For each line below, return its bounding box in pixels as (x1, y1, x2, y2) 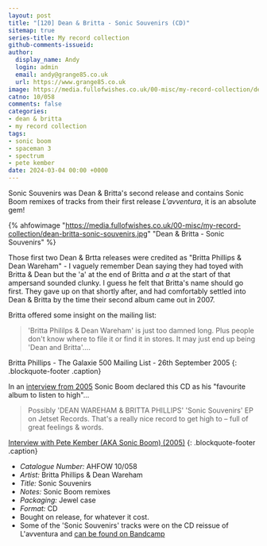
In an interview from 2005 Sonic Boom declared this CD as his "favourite (8, 382, 246, 391)
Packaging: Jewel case (19, 495, 97, 505)
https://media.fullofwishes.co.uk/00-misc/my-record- (64, 221, 241, 230)
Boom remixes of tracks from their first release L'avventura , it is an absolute (8, 197, 257, 206)
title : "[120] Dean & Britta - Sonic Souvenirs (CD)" (8, 19, 191, 27)
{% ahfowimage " (8, 221, 66, 230)
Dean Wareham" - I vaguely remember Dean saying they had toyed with (8, 261, 244, 271)
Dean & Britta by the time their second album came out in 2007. (8, 295, 215, 304)
